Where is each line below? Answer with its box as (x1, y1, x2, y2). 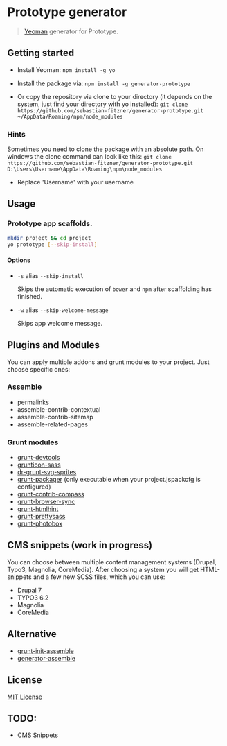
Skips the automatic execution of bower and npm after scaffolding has (17, 285, 212, 293)
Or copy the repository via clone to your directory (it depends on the (17, 92, 212, 101)
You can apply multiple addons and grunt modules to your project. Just (7, 358, 210, 366)
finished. (17, 292, 43, 300)
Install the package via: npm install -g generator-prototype (17, 79, 190, 87)
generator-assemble (17, 654, 76, 662)
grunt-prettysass (17, 512, 66, 521)
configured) (17, 483, 51, 491)
